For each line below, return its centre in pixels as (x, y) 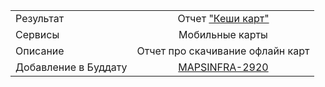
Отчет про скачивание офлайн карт (223, 51)
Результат (40, 18)
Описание (40, 51)
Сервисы (37, 34)
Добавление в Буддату (71, 67)
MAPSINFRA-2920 (223, 67)
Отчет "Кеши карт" (223, 18)
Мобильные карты (223, 34)
